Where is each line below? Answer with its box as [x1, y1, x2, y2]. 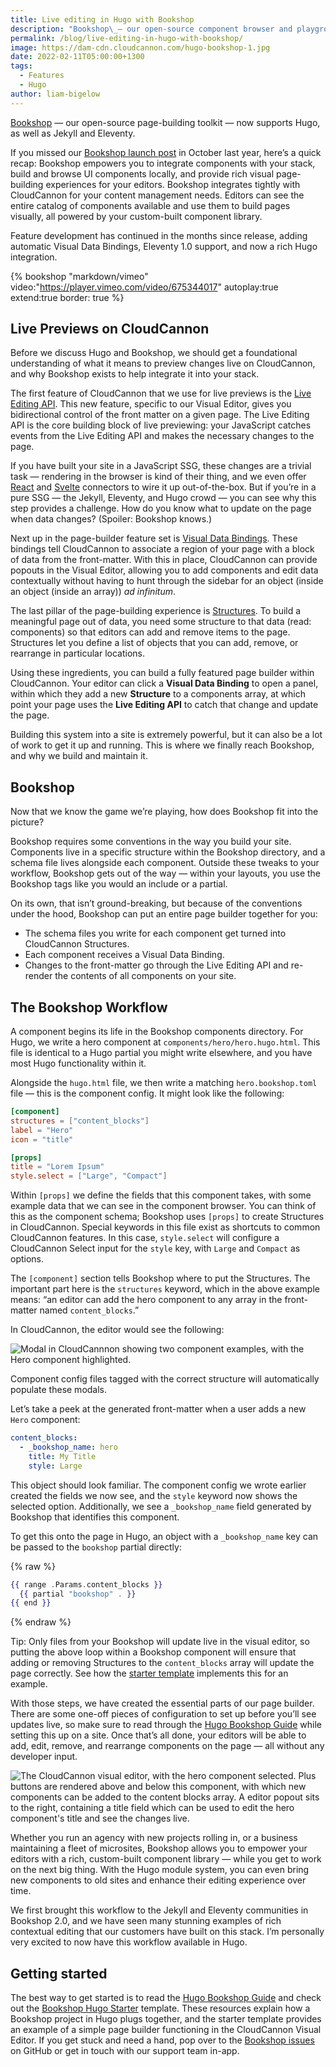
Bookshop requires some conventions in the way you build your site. [10, 836, 292, 848]
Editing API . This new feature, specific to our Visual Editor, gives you [10, 398, 292, 410]
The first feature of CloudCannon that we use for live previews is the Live [10, 387, 312, 400]
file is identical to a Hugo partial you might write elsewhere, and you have [10, 1047, 313, 1059]
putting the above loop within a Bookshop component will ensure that [10, 1646, 297, 1658]
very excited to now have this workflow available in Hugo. [10, 1936, 248, 1948]
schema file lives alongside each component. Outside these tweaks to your [10, 857, 320, 869]
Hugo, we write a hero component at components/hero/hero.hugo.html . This [10, 1036, 321, 1048]
